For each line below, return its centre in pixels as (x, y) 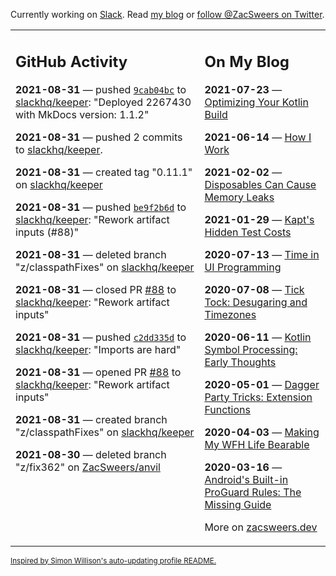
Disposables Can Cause (260, 184)
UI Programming (243, 267)
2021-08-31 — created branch (91, 419)
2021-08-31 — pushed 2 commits (99, 137)
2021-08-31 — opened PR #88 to (98, 372)
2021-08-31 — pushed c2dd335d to (101, 337)
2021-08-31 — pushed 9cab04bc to (101, 89)
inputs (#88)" (47, 232)
